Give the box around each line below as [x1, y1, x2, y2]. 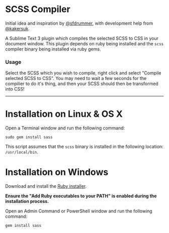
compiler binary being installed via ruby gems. [5, 46, 101, 52]
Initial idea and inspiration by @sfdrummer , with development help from [5, 20, 153, 26]
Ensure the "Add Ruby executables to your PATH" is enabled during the [5, 193, 157, 199]
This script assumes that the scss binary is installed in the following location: [5, 143, 163, 149]
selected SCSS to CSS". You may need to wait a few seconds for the [5, 75, 147, 82]
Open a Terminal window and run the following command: [5, 125, 125, 131]
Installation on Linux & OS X [5, 108, 123, 120]
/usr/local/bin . [5, 149, 39, 155]
